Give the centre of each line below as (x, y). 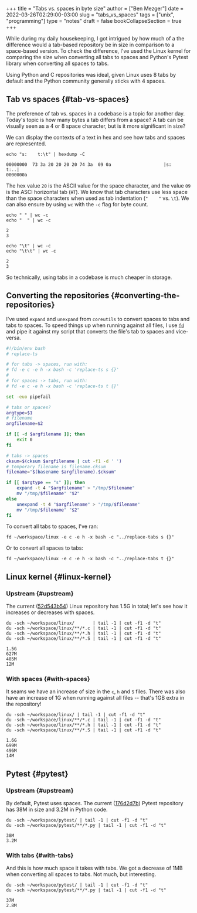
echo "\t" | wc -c (28, 246)
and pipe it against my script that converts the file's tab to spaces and (90, 331)
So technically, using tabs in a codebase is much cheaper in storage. (89, 277)
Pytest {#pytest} (37, 774)
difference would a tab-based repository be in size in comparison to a (90, 45)
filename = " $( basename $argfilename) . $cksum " (61, 472)
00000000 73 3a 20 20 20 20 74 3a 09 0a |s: (89, 164)
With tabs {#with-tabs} (40, 855)
